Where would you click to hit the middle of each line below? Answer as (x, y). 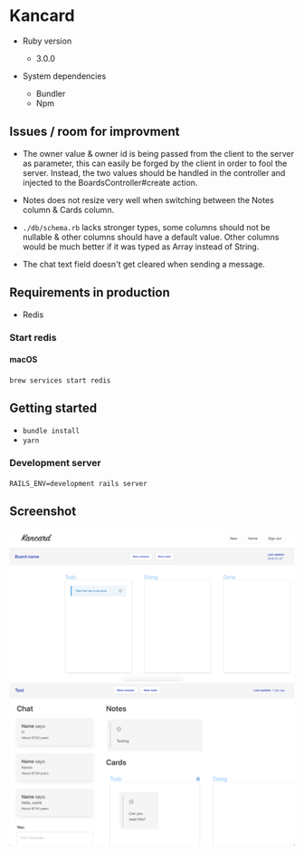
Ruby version (47, 41)
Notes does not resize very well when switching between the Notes (148, 199)
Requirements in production (90, 292)
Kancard (42, 16)
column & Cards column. (68, 209)
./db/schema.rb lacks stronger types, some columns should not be (146, 227)
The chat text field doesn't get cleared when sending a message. (143, 264)
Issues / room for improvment (95, 132)
